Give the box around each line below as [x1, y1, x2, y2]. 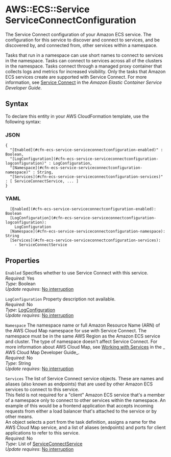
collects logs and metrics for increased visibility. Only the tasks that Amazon [5, 68, 166, 75]
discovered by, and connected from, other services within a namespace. [5, 42, 158, 48]
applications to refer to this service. [5, 430, 80, 436]
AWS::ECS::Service [5, 4, 90, 15]
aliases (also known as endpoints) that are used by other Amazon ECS [5, 381, 153, 387]
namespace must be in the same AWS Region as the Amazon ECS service [5, 333, 161, 339]
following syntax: [5, 119, 41, 125]
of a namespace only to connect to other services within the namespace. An [5, 397, 166, 403]
